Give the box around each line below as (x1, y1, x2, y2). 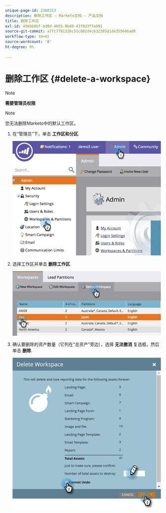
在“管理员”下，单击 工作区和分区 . (12, 131, 80, 137)
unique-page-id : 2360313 (5, 8, 56, 13)
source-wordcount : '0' (5, 40, 52, 45)
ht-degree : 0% (5, 45, 35, 49)
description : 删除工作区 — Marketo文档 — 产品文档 (5, 13, 103, 18)
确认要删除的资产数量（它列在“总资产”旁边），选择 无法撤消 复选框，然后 (12, 341, 160, 347)
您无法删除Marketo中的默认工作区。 (5, 120, 79, 126)
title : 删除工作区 (5, 18, 40, 23)
